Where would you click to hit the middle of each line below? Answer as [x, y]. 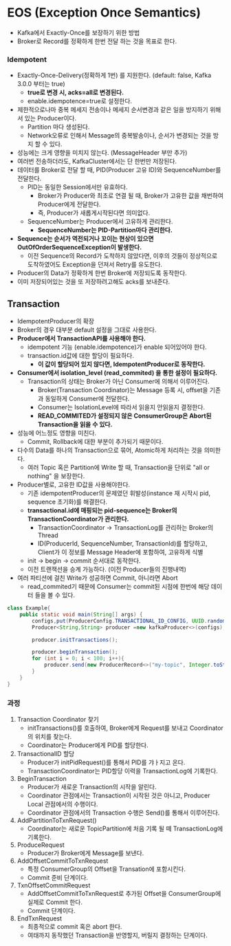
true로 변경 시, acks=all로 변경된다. [76, 93]
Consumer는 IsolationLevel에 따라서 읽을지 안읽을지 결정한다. [121, 407]
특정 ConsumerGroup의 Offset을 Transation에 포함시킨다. [107, 869]
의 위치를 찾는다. [49, 736]
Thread [48, 535]
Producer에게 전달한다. [69, 204]
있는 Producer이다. [51, 118]
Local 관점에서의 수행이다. [63, 804]
